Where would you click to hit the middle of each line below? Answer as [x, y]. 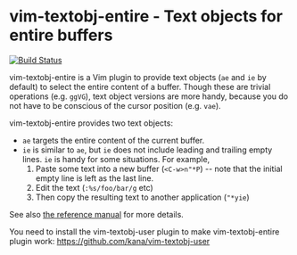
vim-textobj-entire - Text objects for [146, 16]
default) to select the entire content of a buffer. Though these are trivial [140, 86]
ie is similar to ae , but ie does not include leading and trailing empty [147, 150]
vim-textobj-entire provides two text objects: [91, 123]
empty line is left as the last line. [95, 178]
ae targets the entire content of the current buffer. [113, 140]
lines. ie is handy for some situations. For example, [116, 159]
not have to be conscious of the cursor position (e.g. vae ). [115, 105]
